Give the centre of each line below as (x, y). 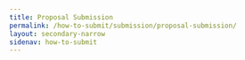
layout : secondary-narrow (57, 34)
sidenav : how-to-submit (53, 42)
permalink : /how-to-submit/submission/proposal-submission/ (123, 26)
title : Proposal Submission (61, 17)
